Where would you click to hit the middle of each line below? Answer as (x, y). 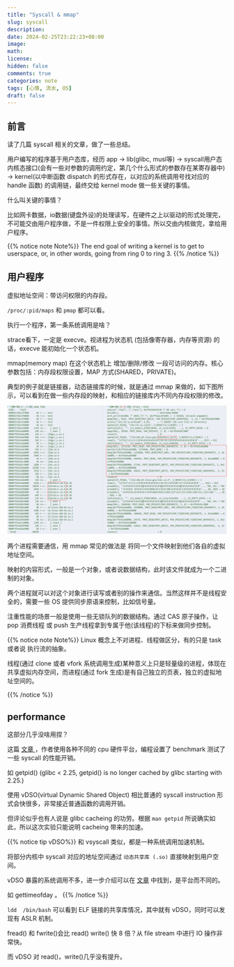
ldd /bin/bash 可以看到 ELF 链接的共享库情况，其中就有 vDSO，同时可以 (113, 910)
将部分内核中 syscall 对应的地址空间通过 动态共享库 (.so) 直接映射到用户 (110, 857)
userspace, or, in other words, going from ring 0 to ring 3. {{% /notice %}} (113, 253)
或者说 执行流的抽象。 (39, 649)
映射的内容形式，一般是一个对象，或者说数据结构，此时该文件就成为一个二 (114, 569)
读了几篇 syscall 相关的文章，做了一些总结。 (71, 144)
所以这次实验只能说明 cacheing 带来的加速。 (83, 827)
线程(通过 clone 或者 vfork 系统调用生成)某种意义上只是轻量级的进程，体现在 (117, 663)
